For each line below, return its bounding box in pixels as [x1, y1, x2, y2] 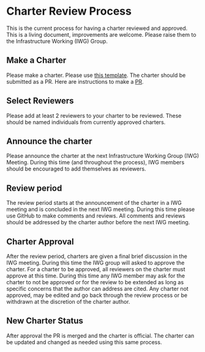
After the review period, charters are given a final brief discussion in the [6, 252, 188, 260]
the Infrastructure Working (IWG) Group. [6, 37, 108, 45]
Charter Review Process [6, 4, 132, 18]
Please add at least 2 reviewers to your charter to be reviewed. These [6, 112, 182, 119]
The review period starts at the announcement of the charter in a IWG [6, 199, 182, 207]
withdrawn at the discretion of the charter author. [6, 298, 130, 305]
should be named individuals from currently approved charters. [6, 118, 166, 126]
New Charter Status [6, 316, 84, 326]
